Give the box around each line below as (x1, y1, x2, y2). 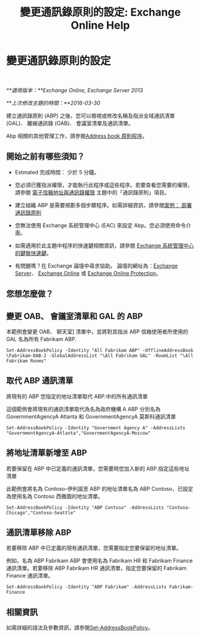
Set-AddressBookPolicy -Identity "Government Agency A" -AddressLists (6, 424, 186, 431)
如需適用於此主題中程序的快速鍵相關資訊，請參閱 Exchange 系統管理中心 (14, 242, 194, 249)
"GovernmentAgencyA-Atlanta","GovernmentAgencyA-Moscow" (6, 430, 151, 436)
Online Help (70, 19, 130, 32)
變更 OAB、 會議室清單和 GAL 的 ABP (6, 311, 143, 321)
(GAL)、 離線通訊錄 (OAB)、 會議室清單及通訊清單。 (6, 119, 134, 126)
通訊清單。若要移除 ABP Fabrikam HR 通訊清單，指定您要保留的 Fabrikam (6, 565, 187, 572)
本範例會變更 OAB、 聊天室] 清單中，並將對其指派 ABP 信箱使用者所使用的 (6, 327, 189, 335)
